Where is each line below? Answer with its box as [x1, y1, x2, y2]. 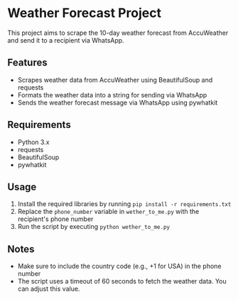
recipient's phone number [17, 215, 94, 223]
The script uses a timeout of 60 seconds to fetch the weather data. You [17, 277, 227, 286]
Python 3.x [17, 137, 50, 146]
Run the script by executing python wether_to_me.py [17, 223, 171, 231]
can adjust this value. [17, 284, 80, 293]
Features [7, 57, 48, 69]
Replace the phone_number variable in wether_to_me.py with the [17, 208, 200, 216]
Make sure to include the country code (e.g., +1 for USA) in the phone [17, 262, 222, 271]
